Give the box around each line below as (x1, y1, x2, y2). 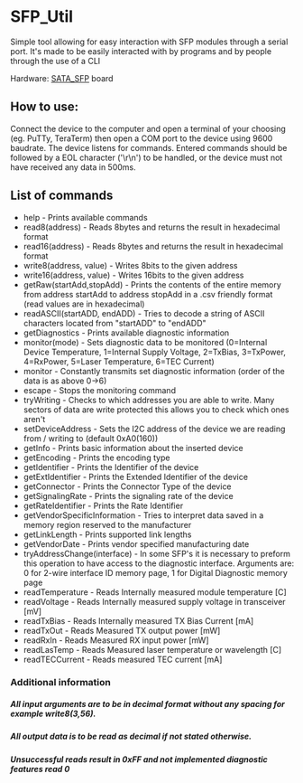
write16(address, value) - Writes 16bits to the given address (23, 269, 244, 280)
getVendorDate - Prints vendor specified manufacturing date (23, 538, 250, 549)
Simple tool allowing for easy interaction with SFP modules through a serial (10, 36, 289, 47)
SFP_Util (10, 6, 74, 27)
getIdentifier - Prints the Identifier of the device (23, 461, 199, 472)
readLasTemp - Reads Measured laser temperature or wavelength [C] (23, 644, 282, 655)
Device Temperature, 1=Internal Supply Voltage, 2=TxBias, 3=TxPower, (23, 346, 287, 357)
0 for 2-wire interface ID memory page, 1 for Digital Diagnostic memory (23, 567, 288, 578)
